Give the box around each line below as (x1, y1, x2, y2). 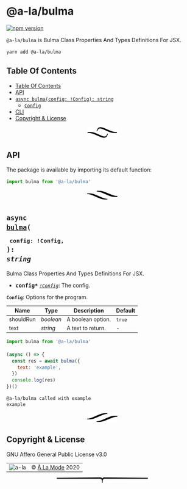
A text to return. (66, 324, 106, 331)
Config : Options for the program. (6, 293, 88, 300)
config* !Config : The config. (15, 281, 91, 289)
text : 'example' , (17, 364, 62, 371)
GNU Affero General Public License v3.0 (6, 451, 107, 458)
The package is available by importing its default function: (6, 166, 152, 173)
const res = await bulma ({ (12, 358, 80, 364)
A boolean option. (66, 316, 111, 323)
